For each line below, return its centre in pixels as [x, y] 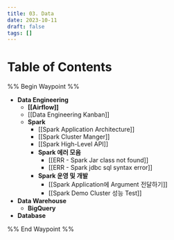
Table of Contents [60, 67]
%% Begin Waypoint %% [43, 87]
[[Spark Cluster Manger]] [74, 137]
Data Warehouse [42, 201]
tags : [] [20, 33]
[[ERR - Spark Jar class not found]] [98, 160]
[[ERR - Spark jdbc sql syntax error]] [100, 168]
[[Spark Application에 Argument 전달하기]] [108, 185]
